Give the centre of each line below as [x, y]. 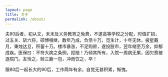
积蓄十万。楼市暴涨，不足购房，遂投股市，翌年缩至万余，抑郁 [99, 46]
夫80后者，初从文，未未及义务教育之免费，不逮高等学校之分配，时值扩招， [82, 34]
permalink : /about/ [25, 19]
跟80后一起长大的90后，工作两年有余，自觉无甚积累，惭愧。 [68, 69]
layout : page [19, 10]
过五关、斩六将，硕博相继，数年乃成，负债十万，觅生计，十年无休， [75, 40]
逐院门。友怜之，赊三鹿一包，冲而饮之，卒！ [51, 59]
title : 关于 [17, 14]
